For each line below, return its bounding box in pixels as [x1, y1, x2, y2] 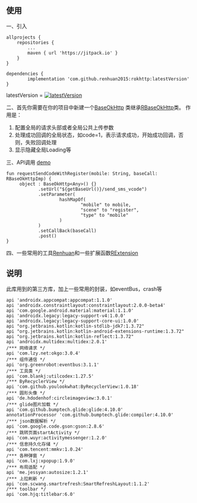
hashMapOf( [59, 197, 86, 203]
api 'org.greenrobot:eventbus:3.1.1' [6, 362, 100, 368]
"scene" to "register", [80, 207, 139, 213]
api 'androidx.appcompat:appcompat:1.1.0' [6, 297, 113, 303]
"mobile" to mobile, [80, 201, 132, 208]
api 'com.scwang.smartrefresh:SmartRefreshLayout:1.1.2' [6, 480, 150, 487]
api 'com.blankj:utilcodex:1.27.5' [6, 373, 94, 379]
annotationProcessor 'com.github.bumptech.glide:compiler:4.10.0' [6, 412, 174, 417]
